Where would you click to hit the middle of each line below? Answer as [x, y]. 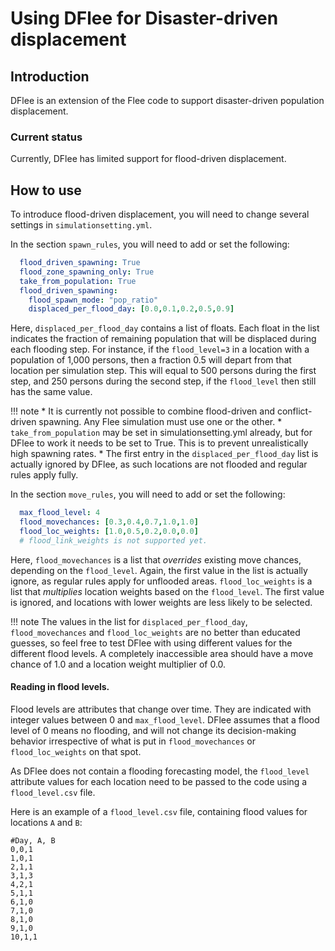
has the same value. [51, 392]
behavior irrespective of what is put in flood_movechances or [133, 741]
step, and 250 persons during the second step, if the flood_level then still [163, 381]
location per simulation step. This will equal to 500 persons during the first [163, 371]
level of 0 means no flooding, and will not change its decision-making [153, 731]
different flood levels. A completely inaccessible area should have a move [162, 653]
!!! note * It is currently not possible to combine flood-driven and [143, 411]
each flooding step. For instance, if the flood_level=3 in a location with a [160, 349]
